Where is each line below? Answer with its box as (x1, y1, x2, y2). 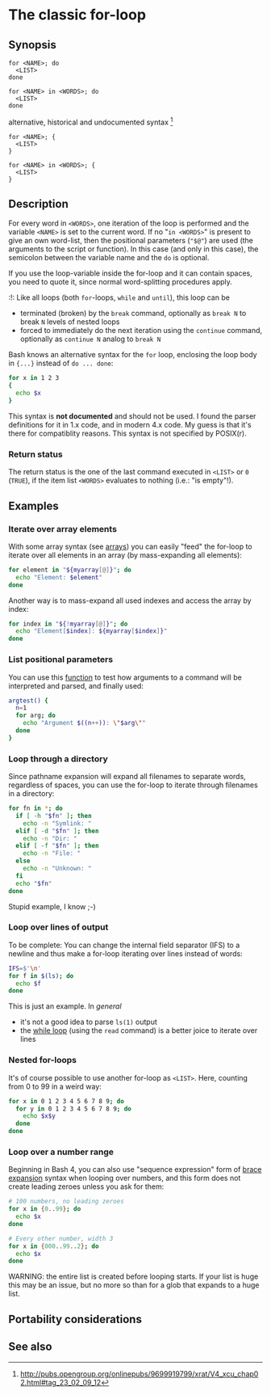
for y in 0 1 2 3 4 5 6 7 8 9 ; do (15, 1105, 131, 1113)
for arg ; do (15, 711, 56, 720)
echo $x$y (23, 1112, 56, 1120)
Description (8, 197, 69, 211)
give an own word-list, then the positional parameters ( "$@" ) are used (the (8, 236, 254, 246)
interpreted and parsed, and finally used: (8, 681, 144, 690)
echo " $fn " (15, 879, 52, 887)
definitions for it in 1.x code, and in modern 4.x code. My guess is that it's (8, 419, 252, 429)
